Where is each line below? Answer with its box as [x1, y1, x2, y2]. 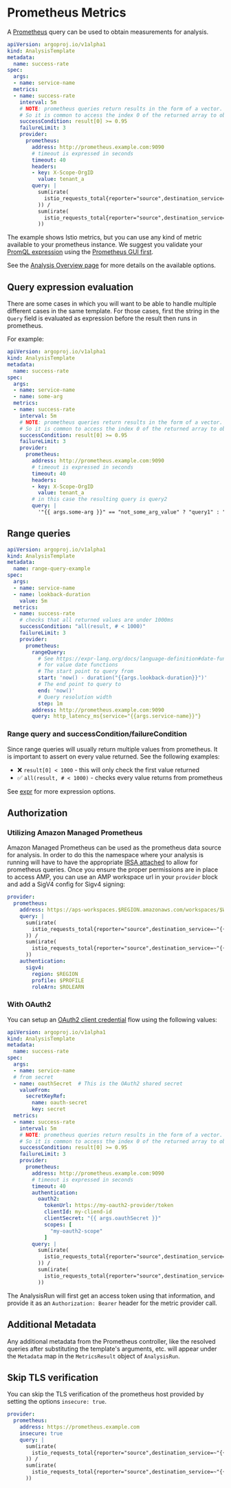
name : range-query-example [13, 565, 91, 572]
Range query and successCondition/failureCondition [7, 730, 188, 739]
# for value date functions [37, 661, 118, 669]
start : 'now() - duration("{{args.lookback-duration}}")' [37, 674, 208, 681]
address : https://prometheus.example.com [19, 1424, 140, 1431]
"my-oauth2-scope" [50, 1227, 103, 1235]
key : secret [32, 1106, 67, 1113]
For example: [7, 335, 45, 343]
